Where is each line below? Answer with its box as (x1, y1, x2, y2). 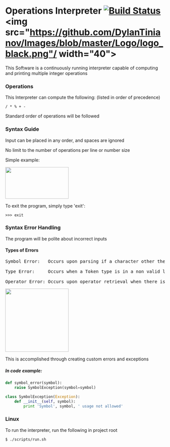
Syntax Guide (5, 126, 39, 133)
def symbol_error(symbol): (5, 380, 62, 385)
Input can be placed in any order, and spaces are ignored (5, 137, 125, 143)
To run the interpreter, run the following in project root (5, 427, 118, 433)
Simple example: (5, 157, 40, 163)
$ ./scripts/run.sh (5, 437, 47, 442)
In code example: (5, 368, 42, 374)
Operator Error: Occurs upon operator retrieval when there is (5, 279, 165, 285)
